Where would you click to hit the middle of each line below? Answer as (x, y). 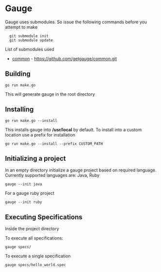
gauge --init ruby (24, 202)
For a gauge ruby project (30, 193)
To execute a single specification (38, 256)
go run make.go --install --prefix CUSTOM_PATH (54, 144)
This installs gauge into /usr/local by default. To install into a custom (73, 130)
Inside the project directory (32, 229)
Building (18, 74)
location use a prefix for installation (40, 135)
